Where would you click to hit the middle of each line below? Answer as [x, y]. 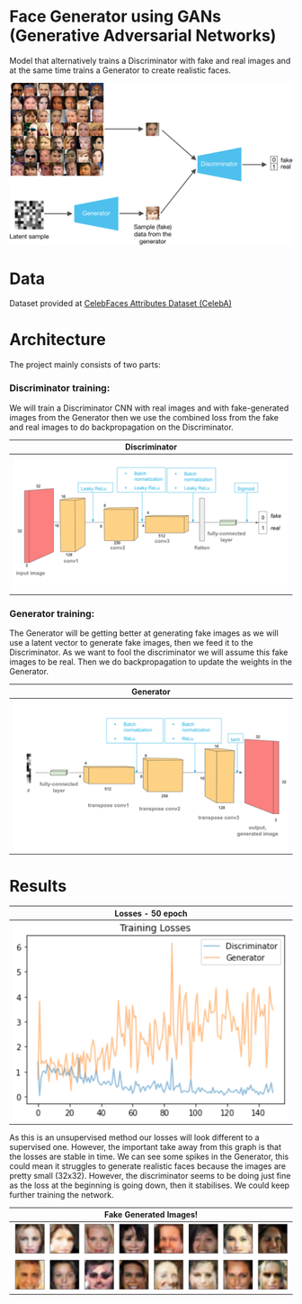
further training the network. [62, 1194]
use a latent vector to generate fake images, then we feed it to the [131, 643]
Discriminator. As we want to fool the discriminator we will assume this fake [149, 652]
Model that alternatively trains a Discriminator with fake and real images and [150, 60]
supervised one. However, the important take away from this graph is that [145, 1146]
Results [38, 886]
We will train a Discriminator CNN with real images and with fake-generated [149, 408]
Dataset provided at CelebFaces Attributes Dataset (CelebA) [120, 303]
